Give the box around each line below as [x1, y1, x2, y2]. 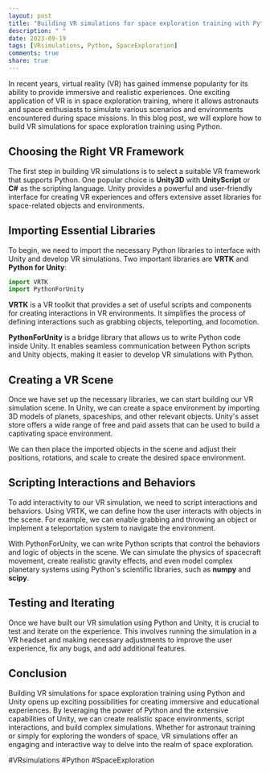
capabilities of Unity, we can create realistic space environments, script [8, 713, 245, 723]
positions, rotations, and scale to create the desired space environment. [8, 453, 247, 463]
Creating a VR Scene [8, 373, 114, 386]
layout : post [8, 11, 52, 20]
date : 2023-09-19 [8, 34, 67, 43]
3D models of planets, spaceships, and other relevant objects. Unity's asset [8, 411, 259, 421]
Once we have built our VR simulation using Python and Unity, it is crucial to [8, 618, 260, 627]
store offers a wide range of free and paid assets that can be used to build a [8, 420, 260, 430]
